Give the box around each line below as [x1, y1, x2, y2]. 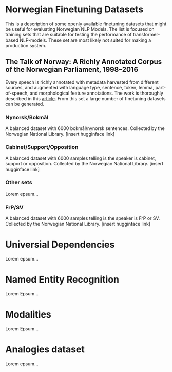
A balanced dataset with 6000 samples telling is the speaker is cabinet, [5, 155, 156, 161]
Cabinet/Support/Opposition [5, 143, 79, 151]
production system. [5, 42, 46, 48]
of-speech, [5, 90, 29, 96]
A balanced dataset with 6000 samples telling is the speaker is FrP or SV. [5, 215, 160, 221]
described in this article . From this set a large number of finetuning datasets [5, 95, 166, 101]
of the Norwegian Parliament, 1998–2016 [5, 65, 139, 74]
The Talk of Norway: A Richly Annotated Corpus [5, 58, 162, 66]
